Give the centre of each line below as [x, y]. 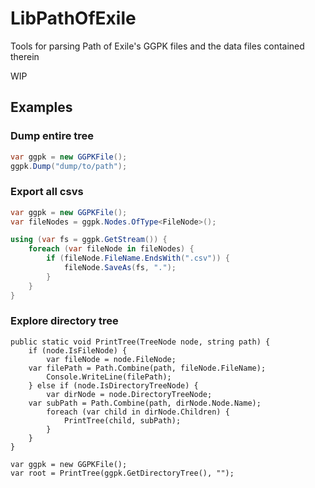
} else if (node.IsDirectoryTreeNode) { [113, 385]
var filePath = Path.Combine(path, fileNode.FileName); [147, 368]
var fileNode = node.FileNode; [111, 359]
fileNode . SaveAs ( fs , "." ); [120, 268]
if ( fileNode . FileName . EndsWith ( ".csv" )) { [138, 258]
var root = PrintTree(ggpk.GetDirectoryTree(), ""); [122, 473]
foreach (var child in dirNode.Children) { [138, 412]
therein [25, 56]
